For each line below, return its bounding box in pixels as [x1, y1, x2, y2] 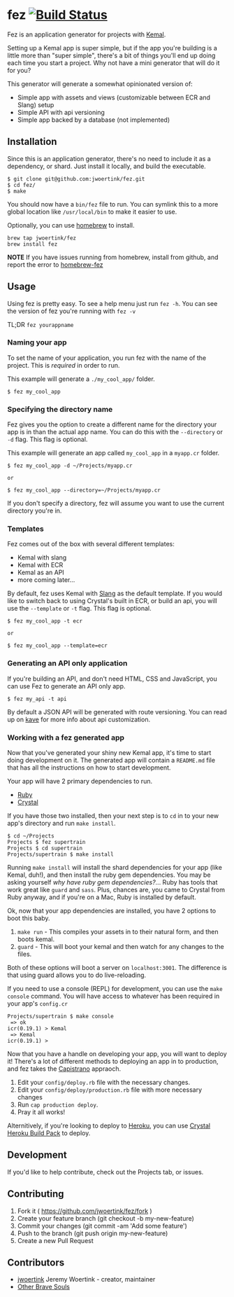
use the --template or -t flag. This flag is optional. [7, 604, 152, 613]
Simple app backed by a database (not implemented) [17, 116, 170, 124]
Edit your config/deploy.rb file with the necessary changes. [17, 1078, 191, 1087]
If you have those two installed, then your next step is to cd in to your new [7, 812, 219, 820]
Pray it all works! [17, 1108, 66, 1116]
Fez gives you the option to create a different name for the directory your [7, 420, 217, 429]
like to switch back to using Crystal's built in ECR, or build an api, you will [7, 597, 218, 605]
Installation [7, 136, 57, 148]
